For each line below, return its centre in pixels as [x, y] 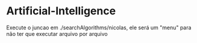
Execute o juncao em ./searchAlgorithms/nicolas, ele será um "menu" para [99, 27]
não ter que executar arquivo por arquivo [57, 33]
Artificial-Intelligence [61, 11]
